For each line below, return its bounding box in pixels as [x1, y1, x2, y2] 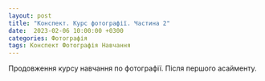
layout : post [8, 11, 52, 20]
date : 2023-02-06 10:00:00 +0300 [8, 26, 124, 34]
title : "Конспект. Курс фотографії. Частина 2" [8, 19, 171, 27]
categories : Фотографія [8, 34, 88, 43]
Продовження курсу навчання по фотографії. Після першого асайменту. [8, 63, 257, 73]
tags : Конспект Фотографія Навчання [8, 42, 131, 50]
